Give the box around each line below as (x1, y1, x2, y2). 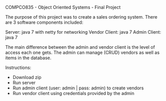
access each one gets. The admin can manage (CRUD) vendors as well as (5, 50, 160, 55)
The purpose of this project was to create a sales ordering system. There (5, 14, 158, 20)
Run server (12, 80, 36, 85)
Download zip (12, 74, 41, 80)
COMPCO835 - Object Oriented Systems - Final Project (5, 5, 121, 10)
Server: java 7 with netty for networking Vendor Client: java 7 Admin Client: (5, 29, 161, 35)
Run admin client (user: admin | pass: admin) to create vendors (12, 85, 144, 91)
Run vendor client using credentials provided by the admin (12, 90, 135, 96)
